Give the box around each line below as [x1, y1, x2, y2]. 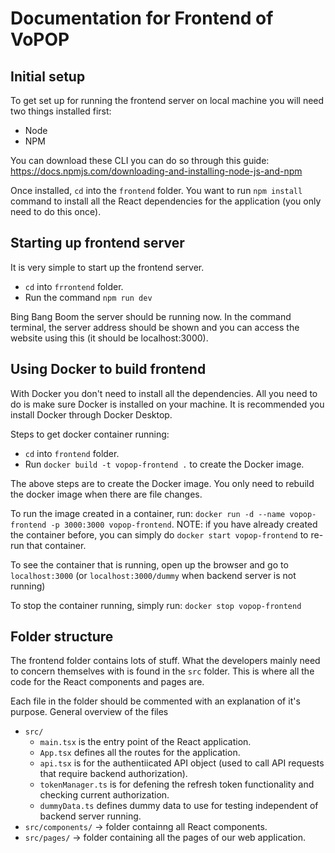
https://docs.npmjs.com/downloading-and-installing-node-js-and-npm [10, 165, 303, 177]
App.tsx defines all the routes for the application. [39, 747, 241, 759]
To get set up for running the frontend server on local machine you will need [10, 95, 325, 106]
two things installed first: [10, 105, 112, 117]
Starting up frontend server [10, 235, 185, 252]
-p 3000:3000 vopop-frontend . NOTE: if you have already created [50, 518, 318, 530]
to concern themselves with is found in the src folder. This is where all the [10, 665, 315, 677]
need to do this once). [10, 206, 102, 217]
